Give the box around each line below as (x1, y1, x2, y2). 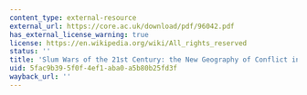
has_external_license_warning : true (9, 30, 149, 39)
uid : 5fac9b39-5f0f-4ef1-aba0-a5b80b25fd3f (9, 64, 178, 73)
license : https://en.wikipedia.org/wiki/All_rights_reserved (9, 38, 248, 48)
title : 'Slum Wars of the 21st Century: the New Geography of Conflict (9, 55, 288, 64)
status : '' (9, 47, 51, 56)
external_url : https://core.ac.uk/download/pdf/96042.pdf (9, 22, 235, 31)
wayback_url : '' (9, 72, 71, 81)
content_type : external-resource (9, 13, 137, 23)
